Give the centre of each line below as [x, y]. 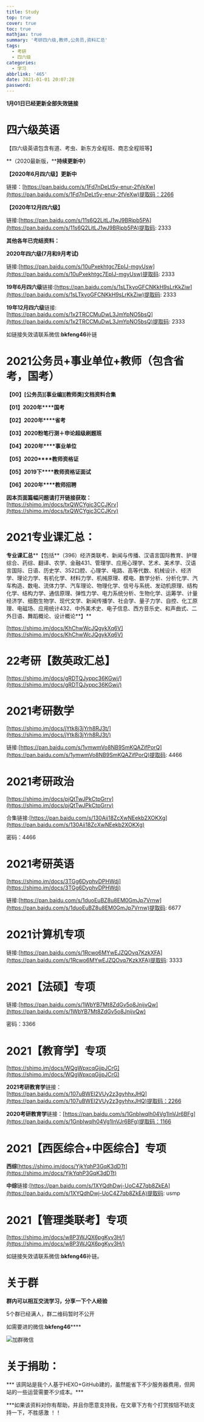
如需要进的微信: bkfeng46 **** [44, 1327]
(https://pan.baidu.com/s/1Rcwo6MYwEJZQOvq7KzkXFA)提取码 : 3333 [94, 960]
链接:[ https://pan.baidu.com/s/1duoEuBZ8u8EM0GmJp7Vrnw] [84, 900]
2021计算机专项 [46, 934]
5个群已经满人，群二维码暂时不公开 [51, 1314]
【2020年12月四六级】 [35, 207]
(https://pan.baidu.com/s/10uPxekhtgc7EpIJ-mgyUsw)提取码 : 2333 [90, 274]
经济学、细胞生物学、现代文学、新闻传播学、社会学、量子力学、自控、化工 [99, 600]
